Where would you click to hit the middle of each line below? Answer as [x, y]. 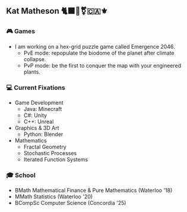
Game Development [39, 102]
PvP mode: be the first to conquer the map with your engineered [102, 65]
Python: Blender [43, 134]
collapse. [35, 59]
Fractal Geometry [45, 147]
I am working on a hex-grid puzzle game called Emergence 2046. [95, 46]
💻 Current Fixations [36, 87]
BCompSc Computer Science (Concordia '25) [70, 203]
